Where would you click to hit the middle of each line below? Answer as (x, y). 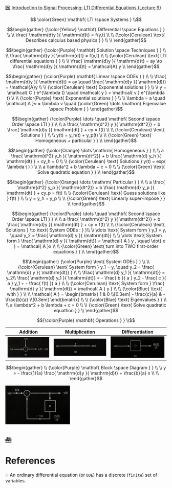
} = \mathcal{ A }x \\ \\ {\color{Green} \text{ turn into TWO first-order (86, 246)
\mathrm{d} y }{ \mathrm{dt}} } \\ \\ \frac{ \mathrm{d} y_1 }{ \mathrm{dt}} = (86, 272)
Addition (29, 332)
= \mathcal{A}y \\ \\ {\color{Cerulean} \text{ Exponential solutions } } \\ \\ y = (86, 87)
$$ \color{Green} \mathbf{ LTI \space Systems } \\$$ (86, 19)
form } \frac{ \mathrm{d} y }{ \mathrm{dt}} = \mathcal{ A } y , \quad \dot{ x (86, 241)
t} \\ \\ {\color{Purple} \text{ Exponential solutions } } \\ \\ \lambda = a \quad (86, 98)
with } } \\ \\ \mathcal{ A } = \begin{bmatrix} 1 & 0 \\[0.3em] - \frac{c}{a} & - (86, 294)
